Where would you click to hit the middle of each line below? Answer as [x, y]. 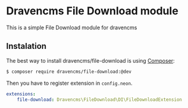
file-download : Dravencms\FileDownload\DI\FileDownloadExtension [100, 100]
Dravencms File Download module [92, 11]
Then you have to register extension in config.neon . [69, 83]
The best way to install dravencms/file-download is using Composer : [90, 60]
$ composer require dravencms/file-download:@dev [69, 72]
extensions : [21, 94]
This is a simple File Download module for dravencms [72, 27]
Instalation [26, 46]
